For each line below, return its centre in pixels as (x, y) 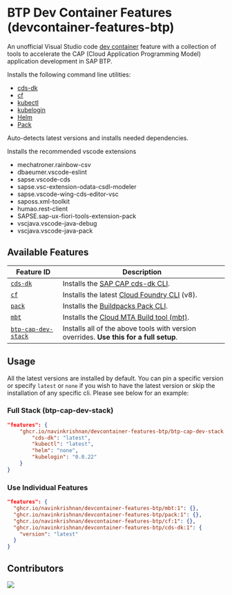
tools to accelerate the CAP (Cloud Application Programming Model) (104, 54)
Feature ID (33, 272)
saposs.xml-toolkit (43, 201)
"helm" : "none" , (55, 451)
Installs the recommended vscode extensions (72, 151)
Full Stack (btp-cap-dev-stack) (60, 411)
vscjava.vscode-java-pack (55, 231)
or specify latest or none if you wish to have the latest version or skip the (111, 385)
